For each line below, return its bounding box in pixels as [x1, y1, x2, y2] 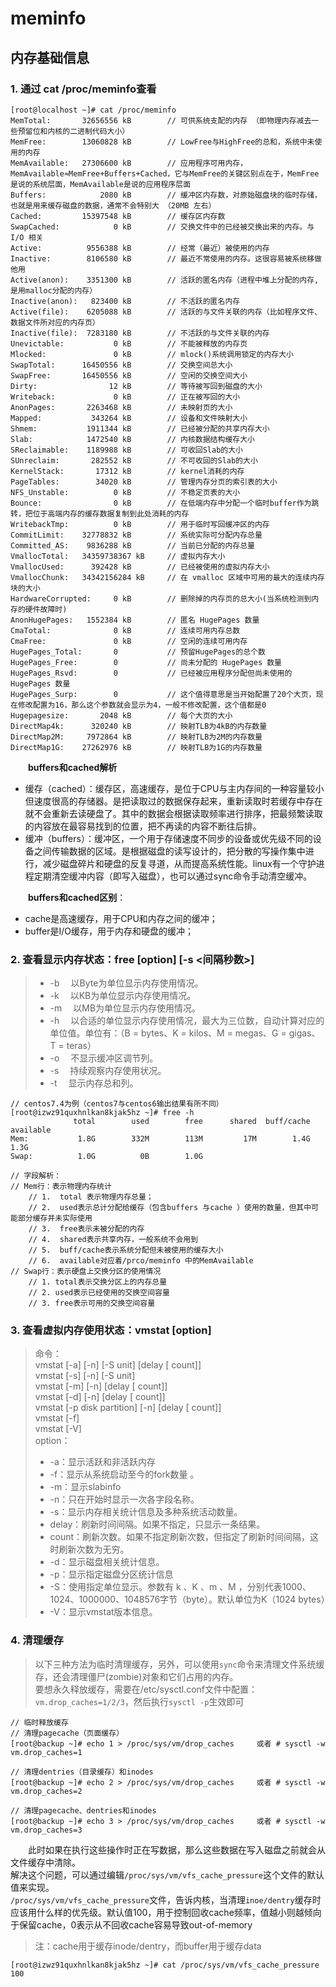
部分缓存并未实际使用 [17, 1213, 93, 1224]
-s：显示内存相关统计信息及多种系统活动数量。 [49, 1506, 243, 1518]
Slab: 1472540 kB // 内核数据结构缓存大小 [10, 434, 255, 444]
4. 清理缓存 [10, 1633, 64, 1647]
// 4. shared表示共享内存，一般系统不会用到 [28, 1235, 199, 1245]
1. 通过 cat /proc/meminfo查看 [10, 82, 157, 96]
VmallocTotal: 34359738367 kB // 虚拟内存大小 [10, 551, 226, 561]
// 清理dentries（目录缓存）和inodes [10, 1767, 154, 1777]
